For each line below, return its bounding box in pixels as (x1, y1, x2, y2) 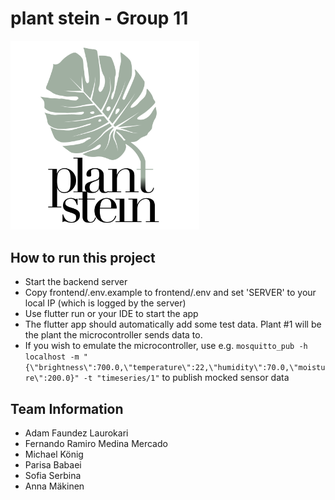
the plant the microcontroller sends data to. (24, 329, 203, 341)
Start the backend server (24, 276, 128, 288)
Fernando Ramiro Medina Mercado (24, 437, 168, 449)
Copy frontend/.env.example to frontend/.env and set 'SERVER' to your (24, 287, 317, 299)
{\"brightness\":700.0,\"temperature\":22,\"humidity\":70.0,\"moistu (24, 363, 326, 373)
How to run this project (10, 249, 156, 266)
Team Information (10, 400, 124, 417)
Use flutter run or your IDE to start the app (24, 308, 199, 320)
